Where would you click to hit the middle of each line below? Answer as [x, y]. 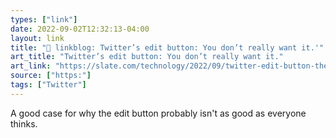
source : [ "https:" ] [51, 76]
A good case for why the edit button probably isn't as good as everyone [158, 113]
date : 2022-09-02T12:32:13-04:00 [80, 29]
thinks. [24, 123]
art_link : [31, 66]
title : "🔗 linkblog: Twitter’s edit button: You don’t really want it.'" [167, 47]
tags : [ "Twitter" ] [48, 85]
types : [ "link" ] [44, 19]
